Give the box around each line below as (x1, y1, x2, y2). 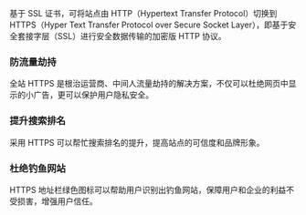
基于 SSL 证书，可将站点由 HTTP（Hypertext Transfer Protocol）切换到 (9, 8, 278, 18)
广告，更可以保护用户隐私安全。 (33, 89, 153, 100)
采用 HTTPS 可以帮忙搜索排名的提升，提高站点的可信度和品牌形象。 (9, 137, 265, 148)
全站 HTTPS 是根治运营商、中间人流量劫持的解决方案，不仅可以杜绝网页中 (9, 78, 290, 89)
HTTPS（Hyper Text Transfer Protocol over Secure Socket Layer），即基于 (9, 19, 289, 30)
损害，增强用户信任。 (16, 195, 98, 207)
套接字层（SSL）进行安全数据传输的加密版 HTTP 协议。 (16, 31, 227, 41)
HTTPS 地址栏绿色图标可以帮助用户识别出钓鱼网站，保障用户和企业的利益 (9, 184, 287, 195)
